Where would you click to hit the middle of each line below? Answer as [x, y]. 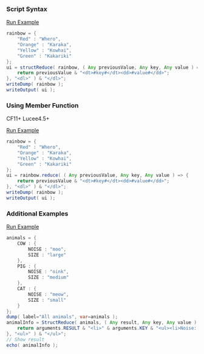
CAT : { [27, 289]
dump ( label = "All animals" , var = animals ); [62, 317]
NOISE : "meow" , [49, 294]
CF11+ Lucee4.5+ [28, 119]
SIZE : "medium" [49, 277]
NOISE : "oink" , [49, 272]
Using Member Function [42, 105]
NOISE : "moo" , [47, 249]
